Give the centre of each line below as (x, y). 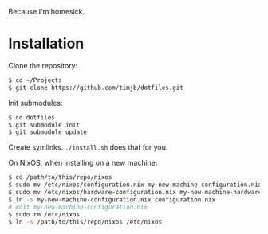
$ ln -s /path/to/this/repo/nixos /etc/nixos (85, 222)
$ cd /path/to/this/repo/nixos (60, 177)
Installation (46, 44)
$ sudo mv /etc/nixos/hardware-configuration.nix (93, 193)
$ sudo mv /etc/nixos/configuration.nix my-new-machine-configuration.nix (135, 185)
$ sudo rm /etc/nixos (44, 214)
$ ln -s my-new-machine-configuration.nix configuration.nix (112, 199)
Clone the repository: (43, 65)
